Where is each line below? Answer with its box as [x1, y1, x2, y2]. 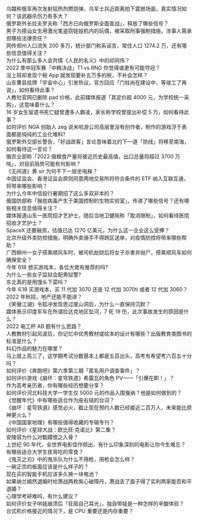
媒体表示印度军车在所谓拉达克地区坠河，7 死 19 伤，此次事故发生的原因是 [6, 308, 184, 315]
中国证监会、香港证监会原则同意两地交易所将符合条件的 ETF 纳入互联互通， [6, 175, 189, 182]
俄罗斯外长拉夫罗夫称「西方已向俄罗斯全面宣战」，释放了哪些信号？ [6, 20, 169, 27]
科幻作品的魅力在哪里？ [6, 345, 63, 352]
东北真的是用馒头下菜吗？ [6, 278, 68, 285]
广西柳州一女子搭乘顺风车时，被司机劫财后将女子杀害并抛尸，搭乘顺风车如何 [6, 249, 192, 256]
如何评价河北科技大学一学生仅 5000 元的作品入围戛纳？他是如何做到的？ [6, 389, 182, 396]
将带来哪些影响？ [6, 183, 48, 189]
